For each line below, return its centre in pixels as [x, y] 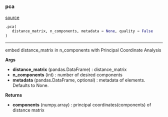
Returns [14, 95]
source [12, 17]
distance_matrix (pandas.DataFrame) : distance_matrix [69, 69]
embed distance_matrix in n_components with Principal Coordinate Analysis [83, 50]
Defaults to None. [30, 85]
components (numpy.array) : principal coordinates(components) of [82, 105]
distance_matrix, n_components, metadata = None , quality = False [82, 31]
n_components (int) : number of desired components [67, 75]
